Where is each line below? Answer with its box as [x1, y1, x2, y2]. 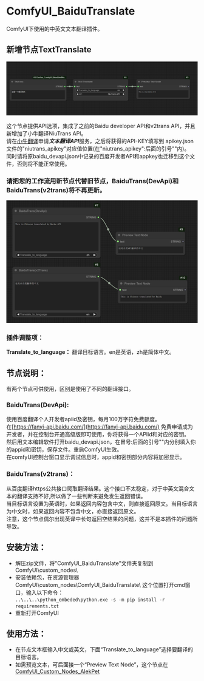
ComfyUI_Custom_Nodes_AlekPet [15, 668, 100, 675]
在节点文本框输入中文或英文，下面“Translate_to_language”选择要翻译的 [15, 646, 193, 653]
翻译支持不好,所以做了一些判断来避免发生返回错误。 [16, 492, 147, 500]
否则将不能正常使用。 [16, 160, 70, 168]
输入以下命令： [25, 589, 64, 596]
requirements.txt [15, 603, 59, 609]
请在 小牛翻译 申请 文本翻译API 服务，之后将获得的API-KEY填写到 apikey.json [6, 137, 194, 144]
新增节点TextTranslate [6, 44, 92, 55]
